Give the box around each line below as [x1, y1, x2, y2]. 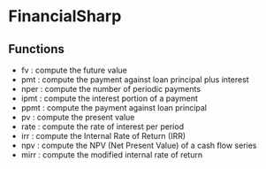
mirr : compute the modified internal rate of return [20, 150, 203, 160]
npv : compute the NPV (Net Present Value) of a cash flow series [20, 140, 257, 150]
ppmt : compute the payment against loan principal [20, 103, 208, 112]
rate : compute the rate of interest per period [20, 121, 185, 132]
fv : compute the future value [20, 65, 127, 75]
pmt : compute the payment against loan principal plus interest [20, 74, 249, 85]
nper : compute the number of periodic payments [20, 84, 201, 94]
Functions [8, 42, 65, 57]
